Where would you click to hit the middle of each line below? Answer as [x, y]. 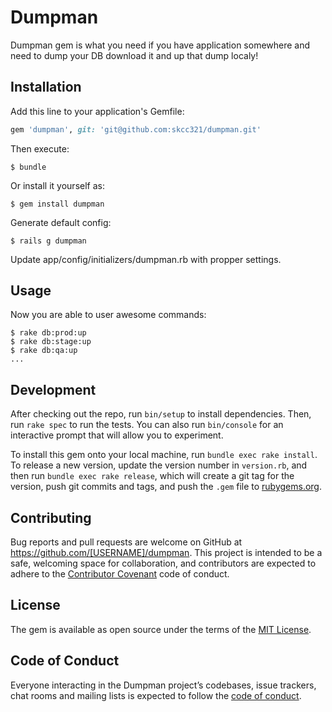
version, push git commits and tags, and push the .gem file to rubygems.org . [166, 487]
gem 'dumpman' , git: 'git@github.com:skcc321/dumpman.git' [136, 129]
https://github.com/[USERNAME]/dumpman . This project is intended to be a [166, 553]
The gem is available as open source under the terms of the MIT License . [161, 629]
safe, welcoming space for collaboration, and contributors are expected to [163, 563]
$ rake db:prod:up [48, 333]
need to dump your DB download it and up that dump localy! [134, 55]
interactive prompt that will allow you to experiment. [117, 435]
